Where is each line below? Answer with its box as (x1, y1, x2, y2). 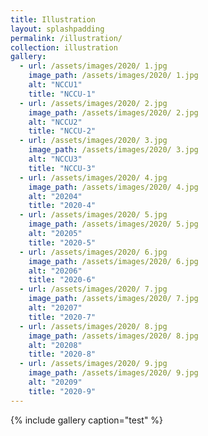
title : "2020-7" (28, 312, 97, 322)
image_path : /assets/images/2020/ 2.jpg (28, 107, 199, 118)
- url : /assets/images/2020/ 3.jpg (19, 136, 168, 146)
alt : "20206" (28, 266, 83, 276)
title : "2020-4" (28, 201, 97, 211)
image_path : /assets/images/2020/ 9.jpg (28, 368, 199, 378)
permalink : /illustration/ (10, 33, 123, 43)
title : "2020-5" (28, 237, 97, 248)
